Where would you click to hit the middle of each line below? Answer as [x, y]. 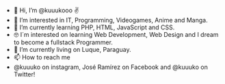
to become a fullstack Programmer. [63, 42]
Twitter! [24, 74]
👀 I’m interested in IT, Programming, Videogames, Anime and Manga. [110, 20]
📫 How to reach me [42, 57]
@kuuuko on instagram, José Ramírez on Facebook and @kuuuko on [111, 67]
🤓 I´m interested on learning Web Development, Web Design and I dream [116, 34]
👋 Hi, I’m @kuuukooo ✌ [46, 10]
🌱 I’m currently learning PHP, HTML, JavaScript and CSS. [94, 27]
